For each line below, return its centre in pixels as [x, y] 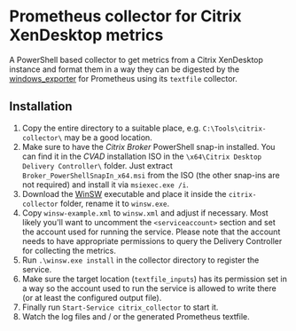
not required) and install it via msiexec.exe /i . [105, 185]
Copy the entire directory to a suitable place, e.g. [111, 128]
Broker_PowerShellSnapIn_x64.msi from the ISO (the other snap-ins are [151, 175]
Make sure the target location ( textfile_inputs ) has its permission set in [155, 279]
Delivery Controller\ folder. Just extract [97, 165]
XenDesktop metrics [86, 35]
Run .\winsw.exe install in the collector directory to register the [140, 260]
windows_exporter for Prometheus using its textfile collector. [123, 78]
